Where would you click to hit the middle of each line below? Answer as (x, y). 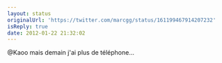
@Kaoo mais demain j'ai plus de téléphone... (71, 53)
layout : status (29, 13)
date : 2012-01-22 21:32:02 (46, 33)
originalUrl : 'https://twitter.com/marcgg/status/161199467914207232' (112, 20)
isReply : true (28, 26)
